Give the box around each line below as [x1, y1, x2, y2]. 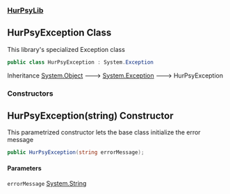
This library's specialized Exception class [7, 45, 125, 53]
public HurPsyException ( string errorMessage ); [7, 149, 145, 156]
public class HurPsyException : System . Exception [7, 58, 154, 66]
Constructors [7, 89, 54, 98]
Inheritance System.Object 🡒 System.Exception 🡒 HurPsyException [7, 71, 224, 80]
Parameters [7, 164, 42, 172]
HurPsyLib [7, 6, 44, 15]
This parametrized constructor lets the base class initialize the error [7, 128, 201, 136]
